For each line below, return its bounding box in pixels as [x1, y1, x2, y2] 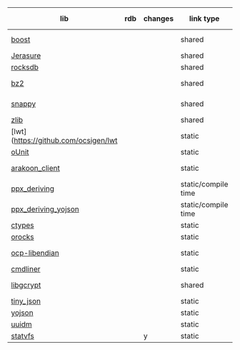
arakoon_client [11, 164, 61, 173]
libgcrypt [11, 280, 41, 290]
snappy [11, 99, 36, 109]
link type [189, 14, 220, 24]
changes [143, 14, 174, 24]
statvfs [11, 331, 34, 341]
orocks [11, 232, 34, 241]
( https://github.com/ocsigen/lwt [11, 136, 118, 145]
